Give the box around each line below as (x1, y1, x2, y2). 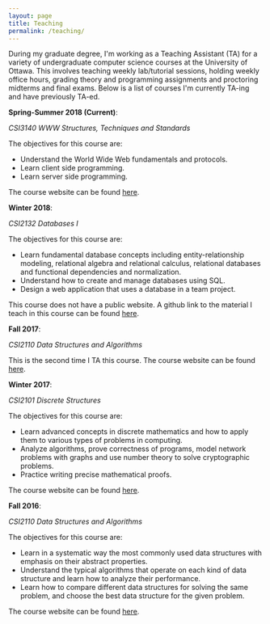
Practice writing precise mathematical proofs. (19, 470, 172, 479)
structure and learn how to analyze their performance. (19, 574, 200, 584)
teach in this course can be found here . (8, 309, 140, 318)
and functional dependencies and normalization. (19, 268, 182, 277)
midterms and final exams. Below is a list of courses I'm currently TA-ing (8, 83, 250, 93)
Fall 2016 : (8, 501, 42, 511)
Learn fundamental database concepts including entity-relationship (19, 250, 245, 259)
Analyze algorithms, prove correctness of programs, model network (19, 444, 247, 453)
